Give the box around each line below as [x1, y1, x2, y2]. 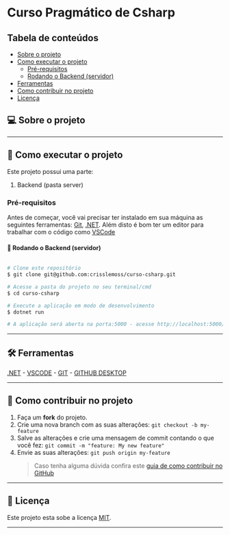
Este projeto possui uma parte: [7, 167, 94, 175]
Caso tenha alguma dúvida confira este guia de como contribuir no [34, 461, 223, 470]
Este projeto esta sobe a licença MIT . [7, 513, 112, 521]
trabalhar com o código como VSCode [7, 227, 116, 236]
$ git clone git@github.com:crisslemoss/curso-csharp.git [7, 271, 176, 278]
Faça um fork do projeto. [16, 413, 88, 421]
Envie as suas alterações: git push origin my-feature [16, 448, 170, 456]
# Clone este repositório [7, 265, 81, 272]
